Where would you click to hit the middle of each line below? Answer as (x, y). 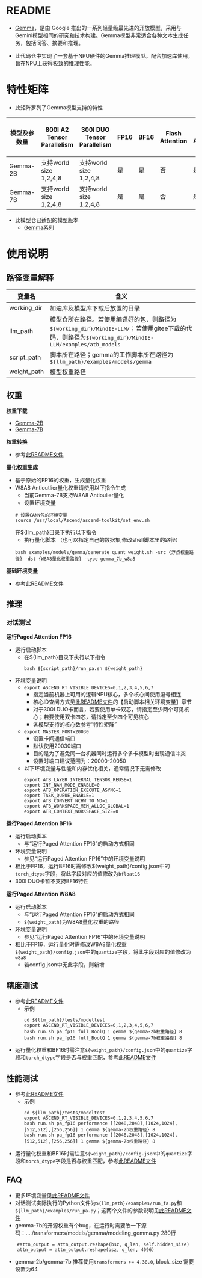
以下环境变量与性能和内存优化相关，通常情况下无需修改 (92, 769)
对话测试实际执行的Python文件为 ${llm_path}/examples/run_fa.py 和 (98, 1203)
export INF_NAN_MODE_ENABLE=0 (62, 785)
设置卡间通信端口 (54, 739)
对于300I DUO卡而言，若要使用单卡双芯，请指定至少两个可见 (109, 710)
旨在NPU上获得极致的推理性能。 (55, 63)
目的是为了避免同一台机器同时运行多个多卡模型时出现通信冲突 (109, 754)
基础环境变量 (22, 570)
